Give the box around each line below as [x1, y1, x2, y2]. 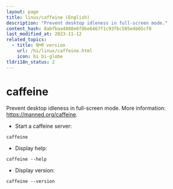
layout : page [6, 8, 39, 15]
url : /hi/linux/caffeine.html [17, 48, 93, 54]
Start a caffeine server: [14, 122, 72, 130]
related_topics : [6, 37, 47, 43]
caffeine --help [6, 157, 47, 163]
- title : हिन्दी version [11, 43, 65, 49]
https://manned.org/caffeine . [6, 111, 78, 118]
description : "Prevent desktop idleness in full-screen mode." [6, 20, 168, 26]
